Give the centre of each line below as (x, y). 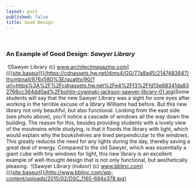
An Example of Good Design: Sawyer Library (71, 54)
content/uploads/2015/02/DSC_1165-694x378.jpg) (66, 178)
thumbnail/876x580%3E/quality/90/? (51, 79)
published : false (27, 17)
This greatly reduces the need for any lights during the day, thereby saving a (98, 141)
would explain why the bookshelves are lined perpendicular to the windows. (97, 135)
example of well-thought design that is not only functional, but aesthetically (97, 160)
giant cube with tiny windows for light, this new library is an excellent (89, 154)
